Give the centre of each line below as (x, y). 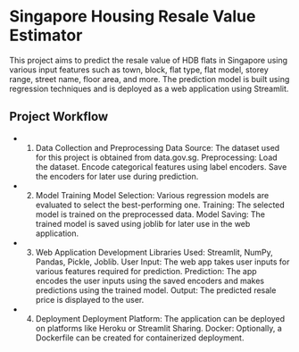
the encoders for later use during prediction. (117, 176)
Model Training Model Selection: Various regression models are (152, 195)
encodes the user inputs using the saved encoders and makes (150, 281)
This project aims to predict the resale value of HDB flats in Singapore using (149, 60)
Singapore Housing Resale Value (133, 17)
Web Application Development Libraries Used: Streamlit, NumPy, (154, 252)
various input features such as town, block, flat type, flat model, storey (139, 70)
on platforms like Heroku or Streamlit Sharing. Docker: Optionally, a (159, 328)
